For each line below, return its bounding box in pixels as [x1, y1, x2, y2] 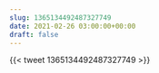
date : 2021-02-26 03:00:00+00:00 [9, 22, 136, 31]
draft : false [9, 30, 59, 39]
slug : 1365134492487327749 [9, 13, 112, 23]
